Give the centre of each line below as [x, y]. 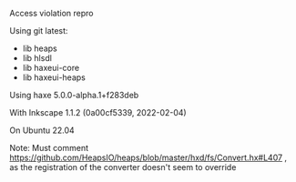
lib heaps [40, 48]
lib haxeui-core [51, 68]
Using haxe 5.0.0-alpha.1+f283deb [74, 95]
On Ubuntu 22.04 [42, 130]
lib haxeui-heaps [54, 77]
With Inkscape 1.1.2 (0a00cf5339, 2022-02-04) [98, 112]
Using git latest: [39, 30]
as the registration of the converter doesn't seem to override [123, 167]
